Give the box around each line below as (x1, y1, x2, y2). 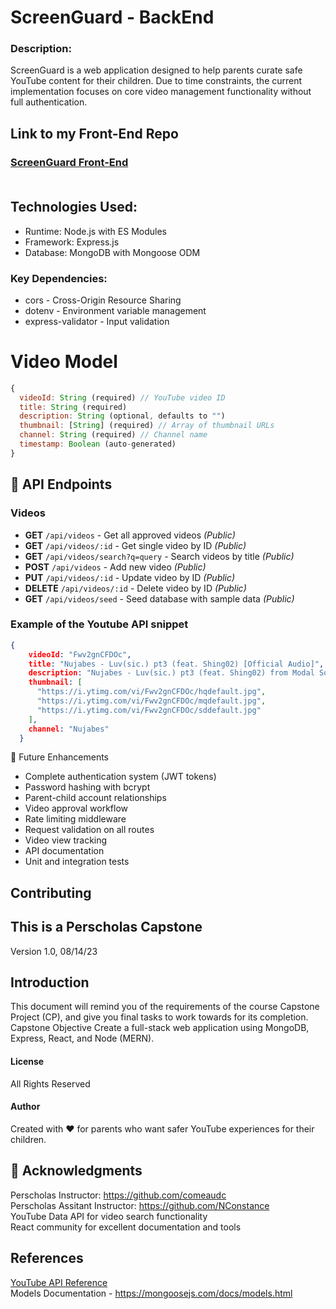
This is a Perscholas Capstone (10, 919, 203, 936)
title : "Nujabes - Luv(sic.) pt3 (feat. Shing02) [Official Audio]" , (28, 659, 325, 669)
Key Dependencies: (10, 271, 108, 285)
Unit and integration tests (24, 856, 130, 868)
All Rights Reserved (10, 1077, 91, 1090)
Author (10, 1101, 41, 1113)
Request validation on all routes (24, 824, 155, 836)
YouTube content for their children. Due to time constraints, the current (10, 75, 303, 87)
